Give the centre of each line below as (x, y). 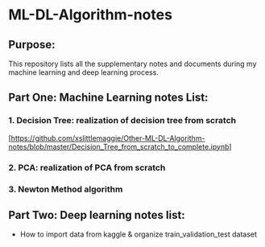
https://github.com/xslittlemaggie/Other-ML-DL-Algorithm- (108, 138)
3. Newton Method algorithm (66, 189)
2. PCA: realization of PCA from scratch (87, 167)
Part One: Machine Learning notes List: (108, 98)
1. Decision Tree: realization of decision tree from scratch (122, 121)
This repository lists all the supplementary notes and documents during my (132, 64)
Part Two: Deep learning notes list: (97, 215)
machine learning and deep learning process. (84, 72)
